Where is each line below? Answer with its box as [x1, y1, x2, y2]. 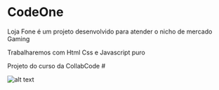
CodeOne [7, 4, 64, 20]
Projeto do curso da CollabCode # [7, 61, 106, 70]
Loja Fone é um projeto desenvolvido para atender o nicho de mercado [7, 27, 213, 36]
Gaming [7, 34, 30, 43]
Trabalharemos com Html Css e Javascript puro [7, 48, 145, 57]
